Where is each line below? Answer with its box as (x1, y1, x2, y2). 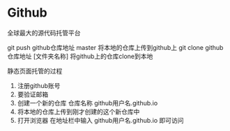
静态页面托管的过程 (7, 67, 63, 75)
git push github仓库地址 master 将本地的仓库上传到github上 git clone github (7, 43, 224, 51)
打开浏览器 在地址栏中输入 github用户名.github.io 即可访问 (17, 116, 184, 124)
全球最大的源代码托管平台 (7, 28, 81, 37)
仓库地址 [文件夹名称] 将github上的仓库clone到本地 (7, 52, 153, 60)
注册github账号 (17, 81, 61, 89)
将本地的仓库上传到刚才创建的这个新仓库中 (17, 107, 140, 116)
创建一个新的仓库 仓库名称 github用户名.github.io (17, 98, 158, 107)
